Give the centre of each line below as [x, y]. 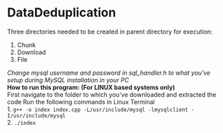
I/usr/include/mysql [37, 116]
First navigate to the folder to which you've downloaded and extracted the [112, 95]
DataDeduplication [62, 13]
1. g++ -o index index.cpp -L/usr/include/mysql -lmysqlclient [98, 109]
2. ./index [22, 122]
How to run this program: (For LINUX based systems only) [91, 87]
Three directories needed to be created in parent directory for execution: [110, 32]
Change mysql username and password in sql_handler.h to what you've [109, 73]
